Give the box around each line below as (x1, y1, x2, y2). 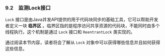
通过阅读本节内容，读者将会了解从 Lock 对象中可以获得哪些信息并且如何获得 (5, 40, 161, 46)
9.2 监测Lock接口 (5, 4, 51, 11)
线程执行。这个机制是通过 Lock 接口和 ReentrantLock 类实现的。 (5, 29, 135, 35)
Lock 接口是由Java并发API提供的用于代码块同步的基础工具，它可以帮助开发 (5, 16, 159, 23)
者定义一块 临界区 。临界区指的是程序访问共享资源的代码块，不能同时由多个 (5, 23, 160, 29)
